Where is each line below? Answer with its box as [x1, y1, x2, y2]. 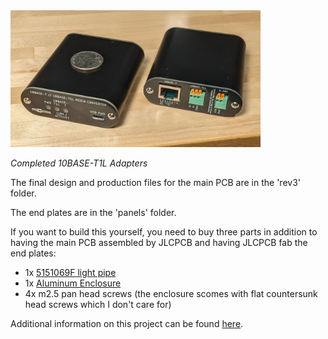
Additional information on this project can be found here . [10, 317, 244, 329]
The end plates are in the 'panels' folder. [10, 206, 177, 218]
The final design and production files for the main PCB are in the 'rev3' [10, 176, 301, 188]
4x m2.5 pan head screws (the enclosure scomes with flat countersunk [24, 287, 318, 299]
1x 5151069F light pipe [24, 266, 117, 278]
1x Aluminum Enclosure [24, 277, 122, 289]
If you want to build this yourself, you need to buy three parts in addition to [10, 225, 318, 238]
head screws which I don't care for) [24, 298, 172, 310]
